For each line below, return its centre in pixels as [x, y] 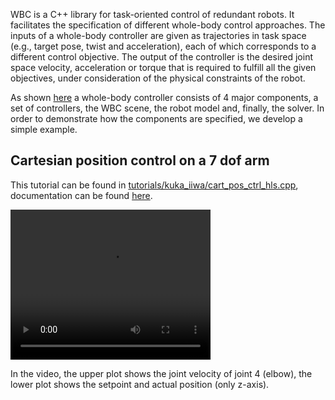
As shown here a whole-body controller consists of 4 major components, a [164, 97]
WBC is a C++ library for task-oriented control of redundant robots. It [152, 14]
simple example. [44, 129]
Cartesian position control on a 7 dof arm [140, 160]
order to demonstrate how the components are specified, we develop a [156, 118]
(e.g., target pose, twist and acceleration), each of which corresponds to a [163, 46]
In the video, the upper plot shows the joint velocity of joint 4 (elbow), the [161, 373]
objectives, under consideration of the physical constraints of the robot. [158, 78]
